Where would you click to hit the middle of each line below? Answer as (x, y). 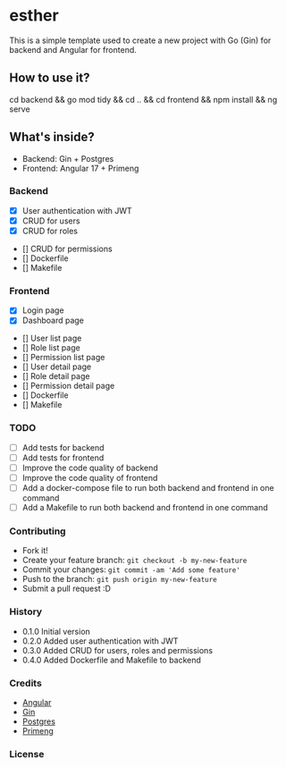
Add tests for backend (63, 447)
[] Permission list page (63, 358)
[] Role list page (51, 348)
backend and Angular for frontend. (73, 49)
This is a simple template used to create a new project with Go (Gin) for (140, 40)
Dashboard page (53, 320)
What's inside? (52, 137)
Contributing (38, 531)
